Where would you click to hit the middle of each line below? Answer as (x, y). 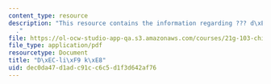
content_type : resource (48, 16)
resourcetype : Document (48, 53)
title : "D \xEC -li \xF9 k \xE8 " (57, 61)
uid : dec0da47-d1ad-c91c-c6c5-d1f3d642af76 (83, 68)
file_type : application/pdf (56, 46)
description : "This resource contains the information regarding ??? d (131, 23)
